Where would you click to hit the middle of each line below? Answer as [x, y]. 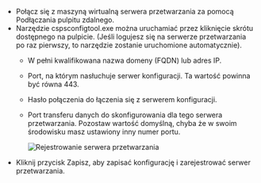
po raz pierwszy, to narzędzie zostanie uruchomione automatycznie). [129, 45]
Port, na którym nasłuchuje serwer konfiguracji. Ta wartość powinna [139, 76]
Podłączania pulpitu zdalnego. [65, 20]
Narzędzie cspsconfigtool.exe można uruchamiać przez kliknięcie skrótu [134, 28]
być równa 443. [53, 84]
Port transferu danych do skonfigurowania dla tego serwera [125, 115]
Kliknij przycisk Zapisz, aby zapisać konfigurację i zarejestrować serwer [133, 162]
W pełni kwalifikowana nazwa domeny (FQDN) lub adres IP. [125, 60]
